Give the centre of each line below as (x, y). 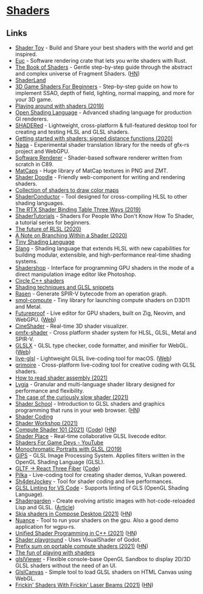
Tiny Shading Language (45, 242)
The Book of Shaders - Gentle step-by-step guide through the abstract (104, 67)
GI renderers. (32, 119)
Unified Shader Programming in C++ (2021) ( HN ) (76, 533)
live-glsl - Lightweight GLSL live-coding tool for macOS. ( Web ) (93, 358)
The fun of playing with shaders (55, 553)
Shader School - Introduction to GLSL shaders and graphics (90, 404)
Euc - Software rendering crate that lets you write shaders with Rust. (101, 61)
